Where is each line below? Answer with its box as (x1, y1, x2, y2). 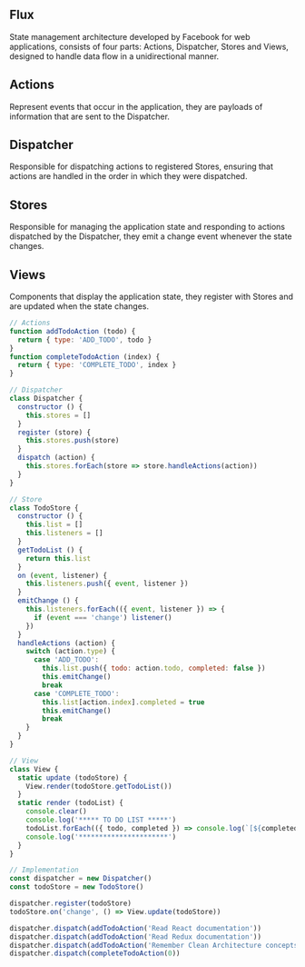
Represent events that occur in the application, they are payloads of (9, 101, 263, 112)
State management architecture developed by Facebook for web (9, 31, 251, 42)
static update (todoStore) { (17, 773, 128, 783)
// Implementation (9, 865, 79, 875)
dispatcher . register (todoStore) (9, 899, 132, 908)
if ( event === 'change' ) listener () (33, 613, 172, 622)
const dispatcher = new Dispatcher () (9, 874, 152, 883)
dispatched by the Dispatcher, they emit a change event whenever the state (9, 231, 292, 242)
